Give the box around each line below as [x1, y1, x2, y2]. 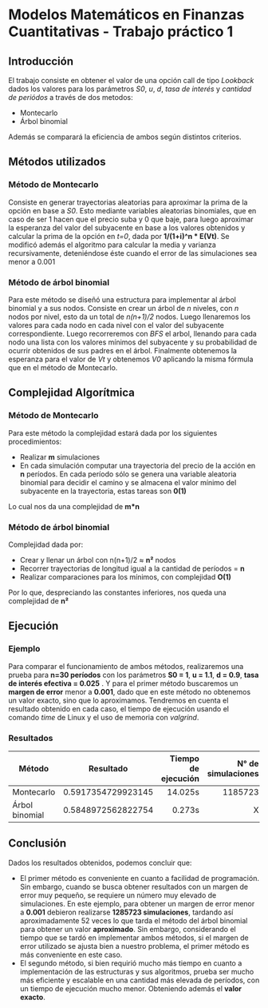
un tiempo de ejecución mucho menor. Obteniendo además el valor [19, 983, 242, 993]
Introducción [8, 54, 74, 68]
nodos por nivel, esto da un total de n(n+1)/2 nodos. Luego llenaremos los [8, 312, 251, 321]
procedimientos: [8, 436, 62, 446]
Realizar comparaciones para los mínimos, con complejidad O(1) [19, 572, 231, 581]
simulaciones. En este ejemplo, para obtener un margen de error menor [19, 898, 255, 908]
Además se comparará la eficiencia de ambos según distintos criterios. [8, 132, 242, 141]
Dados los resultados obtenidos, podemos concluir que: [8, 858, 192, 867]
